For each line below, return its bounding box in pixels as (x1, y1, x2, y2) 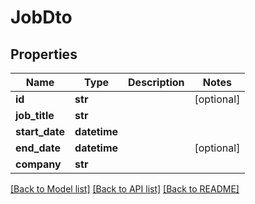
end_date (15, 141, 62, 155)
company (15, 157, 62, 171)
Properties (10, 46, 78, 63)
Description (128, 76, 185, 89)
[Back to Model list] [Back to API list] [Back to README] (10, 183, 240, 195)
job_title (15, 109, 55, 122)
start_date (15, 125, 66, 138)
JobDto (10, 6, 73, 29)
